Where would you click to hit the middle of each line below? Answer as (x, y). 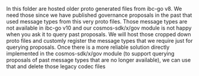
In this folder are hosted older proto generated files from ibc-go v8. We (94, 9)
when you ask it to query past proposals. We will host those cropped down (99, 34)
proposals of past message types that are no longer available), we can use (99, 60)
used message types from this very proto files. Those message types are (97, 21)
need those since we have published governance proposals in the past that (99, 15)
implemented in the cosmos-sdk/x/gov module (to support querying (90, 53)
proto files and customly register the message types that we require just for (99, 41)
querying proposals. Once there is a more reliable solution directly (88, 47)
